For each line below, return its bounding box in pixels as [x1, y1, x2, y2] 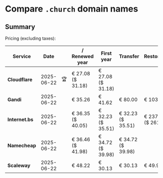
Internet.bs [7, 116, 34, 123]
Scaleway [7, 162, 31, 169]
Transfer [118, 53, 140, 59]
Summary [5, 23, 35, 31]
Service [13, 53, 31, 59]
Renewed [71, 53, 94, 59]
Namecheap [7, 142, 36, 148]
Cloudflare [7, 76, 33, 83]
